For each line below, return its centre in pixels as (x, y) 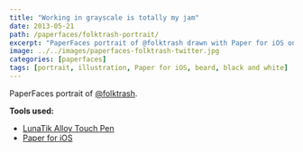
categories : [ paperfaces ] (58, 59)
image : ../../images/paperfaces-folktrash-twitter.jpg (115, 51)
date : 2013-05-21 (42, 26)
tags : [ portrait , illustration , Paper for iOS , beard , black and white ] (149, 68)
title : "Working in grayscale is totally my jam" (105, 18)
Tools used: (32, 111)
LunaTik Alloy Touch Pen (68, 128)
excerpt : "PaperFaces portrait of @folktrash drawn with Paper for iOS (147, 43)
